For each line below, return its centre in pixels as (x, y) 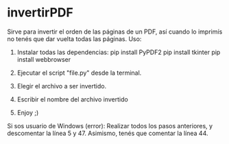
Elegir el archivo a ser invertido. (62, 86)
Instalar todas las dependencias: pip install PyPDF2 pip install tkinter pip (119, 52)
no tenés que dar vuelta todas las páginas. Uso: (74, 38)
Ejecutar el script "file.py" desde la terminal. (79, 73)
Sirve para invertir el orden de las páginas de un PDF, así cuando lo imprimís (115, 32)
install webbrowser (44, 59)
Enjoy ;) (28, 112)
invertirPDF (40, 13)
